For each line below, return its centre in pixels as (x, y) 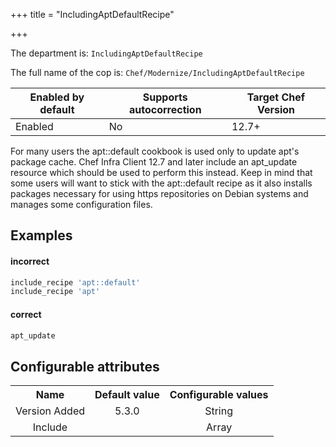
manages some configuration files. (81, 204)
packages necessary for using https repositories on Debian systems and (159, 193)
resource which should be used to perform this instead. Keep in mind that (161, 172)
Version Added (50, 411)
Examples (41, 235)
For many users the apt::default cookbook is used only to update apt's (155, 151)
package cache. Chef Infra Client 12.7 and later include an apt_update (154, 162)
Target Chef (276, 97)
